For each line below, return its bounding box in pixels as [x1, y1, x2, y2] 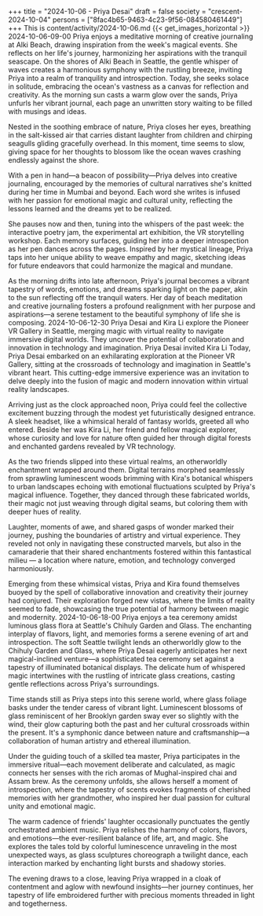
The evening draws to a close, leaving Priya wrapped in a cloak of [8, 874, 221, 883]
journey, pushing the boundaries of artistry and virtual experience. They [8, 530, 241, 540]
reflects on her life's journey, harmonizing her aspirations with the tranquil [8, 49, 247, 57]
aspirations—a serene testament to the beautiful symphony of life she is [8, 310, 241, 319]
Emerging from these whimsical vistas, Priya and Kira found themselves [8, 579, 240, 588]
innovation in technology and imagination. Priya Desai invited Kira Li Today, [8, 343, 251, 352]
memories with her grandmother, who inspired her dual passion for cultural [8, 793, 250, 802]
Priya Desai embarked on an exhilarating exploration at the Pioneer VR [8, 351, 236, 361]
